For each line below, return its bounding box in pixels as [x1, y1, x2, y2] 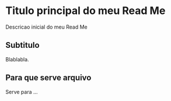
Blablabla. [5, 55, 30, 62]
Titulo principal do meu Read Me [5, 4, 166, 18]
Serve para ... [5, 88, 39, 95]
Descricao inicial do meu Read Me [5, 23, 88, 30]
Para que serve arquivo [5, 73, 92, 83]
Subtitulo [5, 40, 40, 50]
